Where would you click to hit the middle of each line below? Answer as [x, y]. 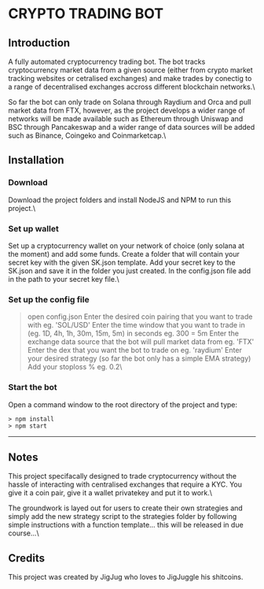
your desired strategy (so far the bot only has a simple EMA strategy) [139, 358]
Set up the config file [49, 299]
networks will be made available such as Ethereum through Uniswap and [126, 119]
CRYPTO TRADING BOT [86, 14]
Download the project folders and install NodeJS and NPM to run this [120, 200]
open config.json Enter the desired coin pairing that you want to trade [140, 317]
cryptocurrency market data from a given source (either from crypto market [130, 70]
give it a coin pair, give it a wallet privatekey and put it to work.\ [110, 493]
